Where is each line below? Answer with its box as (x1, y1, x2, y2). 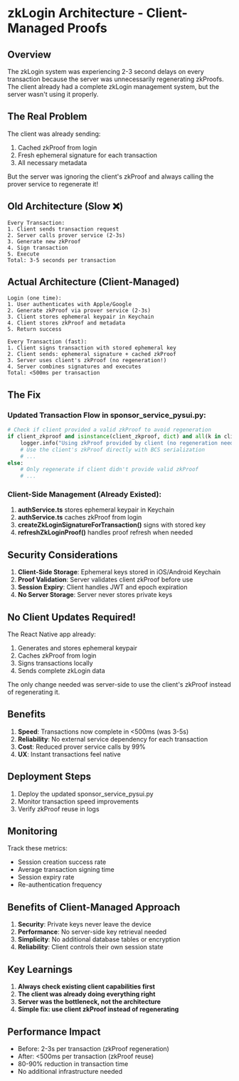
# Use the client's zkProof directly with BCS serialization (20, 446, 205, 453)
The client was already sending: (7, 130, 101, 138)
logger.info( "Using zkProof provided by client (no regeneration (20, 439, 218, 446)
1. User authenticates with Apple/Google (7, 301, 132, 308)
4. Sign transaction (7, 244, 69, 251)
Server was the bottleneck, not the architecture (17, 998, 161, 1006)
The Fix (7, 389, 41, 401)
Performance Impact (7, 1025, 101, 1038)
